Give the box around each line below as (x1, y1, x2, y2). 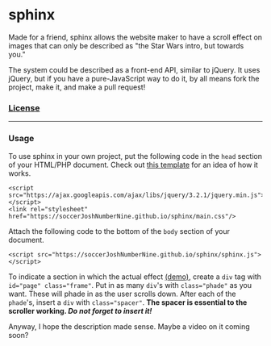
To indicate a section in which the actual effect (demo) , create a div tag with (8, 272, 262, 281)
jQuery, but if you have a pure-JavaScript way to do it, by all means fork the (8, 73, 260, 83)
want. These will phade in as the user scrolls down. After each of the (8, 289, 236, 298)
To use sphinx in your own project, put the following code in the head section (8, 151, 262, 160)
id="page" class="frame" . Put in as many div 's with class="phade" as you (8, 280, 252, 290)
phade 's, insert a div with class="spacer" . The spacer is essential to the (8, 297, 248, 307)
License (8, 102, 40, 114)
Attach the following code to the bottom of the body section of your (8, 226, 230, 236)
